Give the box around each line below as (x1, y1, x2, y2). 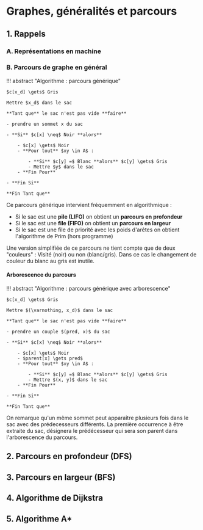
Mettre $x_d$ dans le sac (6, 100, 72, 106)
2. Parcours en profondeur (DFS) (6, 451, 132, 462)
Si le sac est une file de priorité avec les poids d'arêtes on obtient (15, 226, 180, 233)
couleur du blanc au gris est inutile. (6, 257, 94, 264)
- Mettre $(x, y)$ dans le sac (28, 377, 108, 383)
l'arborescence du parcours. (6, 434, 78, 441)
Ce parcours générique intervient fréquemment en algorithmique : (6, 201, 172, 208)
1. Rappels (6, 29, 46, 39)
